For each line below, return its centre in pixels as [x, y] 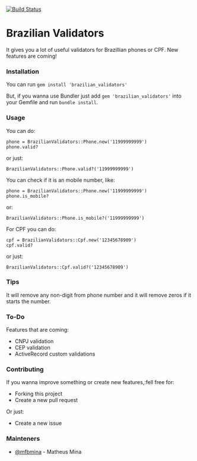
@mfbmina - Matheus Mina [48, 451]
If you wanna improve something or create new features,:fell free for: [90, 382]
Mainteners [23, 439]
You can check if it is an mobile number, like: [61, 180]
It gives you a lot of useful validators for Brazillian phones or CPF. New [92, 49]
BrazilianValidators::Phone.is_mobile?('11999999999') [75, 218]
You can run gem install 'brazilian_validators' [67, 85]
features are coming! [32, 56]
